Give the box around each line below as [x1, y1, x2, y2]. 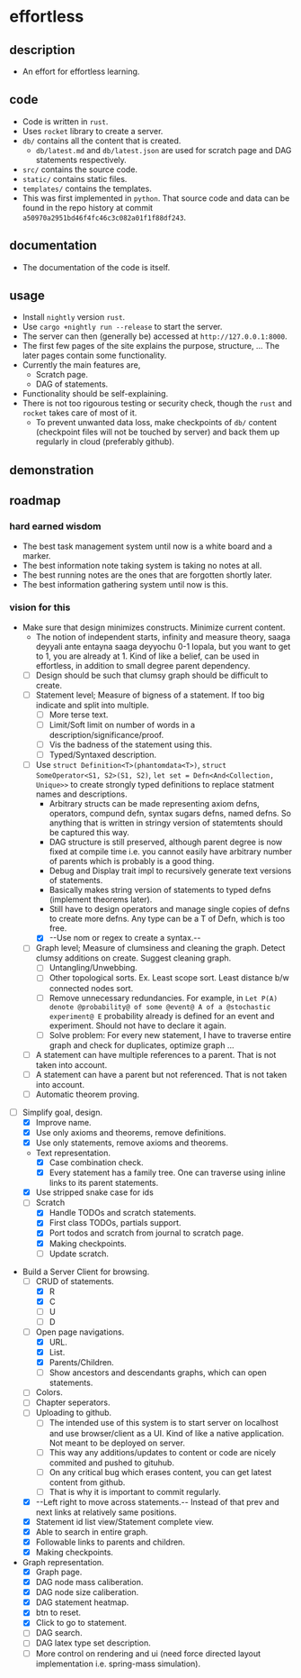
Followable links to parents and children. [35, 1537, 186, 1547]
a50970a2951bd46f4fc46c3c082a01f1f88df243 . [22, 212, 187, 223]
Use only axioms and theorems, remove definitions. [35, 1126, 226, 1137]
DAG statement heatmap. [35, 1597, 129, 1608]
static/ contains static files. [22, 173, 128, 184]
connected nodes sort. [49, 982, 134, 993]
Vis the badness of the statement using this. [49, 739, 213, 750]
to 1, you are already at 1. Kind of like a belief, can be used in [35, 651, 260, 661]
